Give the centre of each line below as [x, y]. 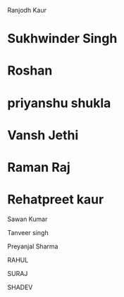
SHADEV [20, 287]
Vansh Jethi [43, 135]
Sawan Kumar [27, 219]
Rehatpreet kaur [56, 200]
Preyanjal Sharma [33, 246]
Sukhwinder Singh [62, 39]
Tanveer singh [28, 232]
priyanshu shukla [59, 103]
